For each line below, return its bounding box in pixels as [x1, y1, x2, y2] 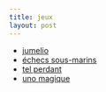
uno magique [21, 73, 71, 83]
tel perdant [21, 63, 62, 74]
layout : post [9, 21, 57, 30]
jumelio [21, 45, 49, 55]
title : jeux [9, 12, 53, 22]
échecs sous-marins [21, 54, 97, 65]
